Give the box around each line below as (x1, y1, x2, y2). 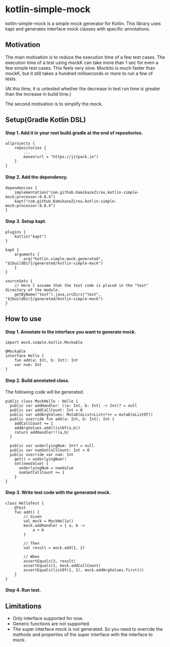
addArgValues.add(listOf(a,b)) (14, 425, 81, 430)
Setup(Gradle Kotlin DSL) (5, 115, 86, 124)
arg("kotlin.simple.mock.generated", (23, 256, 103, 261)
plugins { (5, 229, 26, 234)
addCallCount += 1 (14, 421, 53, 426)
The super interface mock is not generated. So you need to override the (12, 626, 163, 632)
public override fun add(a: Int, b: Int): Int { (10, 416, 115, 422)
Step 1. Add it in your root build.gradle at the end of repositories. (5, 130, 143, 136)
